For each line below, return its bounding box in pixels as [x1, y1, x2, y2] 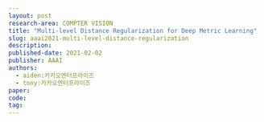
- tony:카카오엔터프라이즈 [15, 79, 91, 87]
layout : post [8, 11, 52, 20]
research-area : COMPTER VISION [8, 19, 113, 27]
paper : [8, 86, 31, 95]
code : [8, 94, 27, 102]
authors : [8, 64, 38, 72]
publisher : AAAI [8, 57, 63, 65]
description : [8, 42, 52, 50]
